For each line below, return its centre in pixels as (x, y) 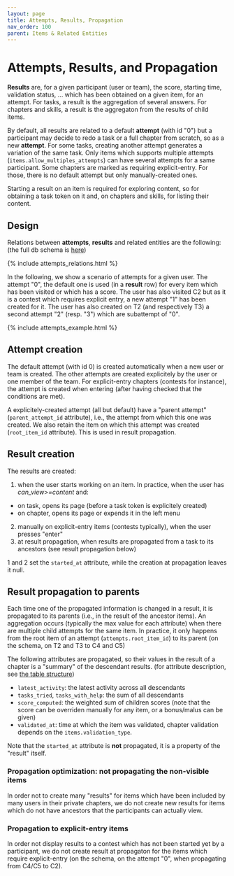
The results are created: (42, 471)
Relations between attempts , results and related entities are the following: (114, 242)
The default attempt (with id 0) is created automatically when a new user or (116, 366)
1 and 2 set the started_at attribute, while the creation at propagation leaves (117, 562)
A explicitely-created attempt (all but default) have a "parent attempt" (107, 409)
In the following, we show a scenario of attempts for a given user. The (108, 277)
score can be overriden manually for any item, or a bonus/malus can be (120, 710)
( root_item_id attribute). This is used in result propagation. (92, 432)
